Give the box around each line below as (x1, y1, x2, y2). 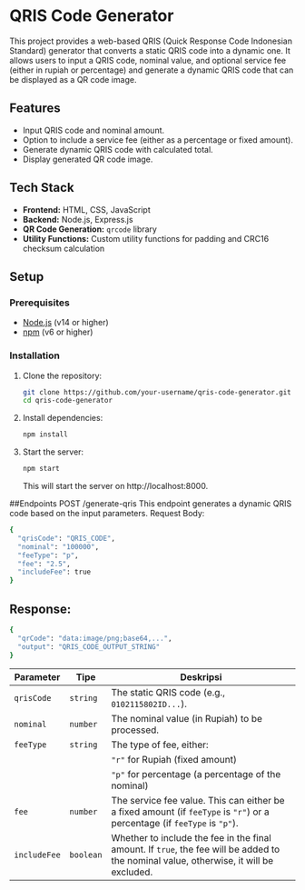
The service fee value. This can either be (111, 795, 285, 807)
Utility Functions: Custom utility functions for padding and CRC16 (22, 233, 270, 244)
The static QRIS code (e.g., (111, 686, 225, 699)
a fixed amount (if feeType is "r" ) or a (111, 805, 270, 818)
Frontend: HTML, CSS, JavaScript (22, 204, 152, 215)
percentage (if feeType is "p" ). (111, 817, 239, 830)
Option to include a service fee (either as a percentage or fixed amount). (22, 134, 293, 145)
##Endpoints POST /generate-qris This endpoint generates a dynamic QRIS (9, 498, 292, 509)
